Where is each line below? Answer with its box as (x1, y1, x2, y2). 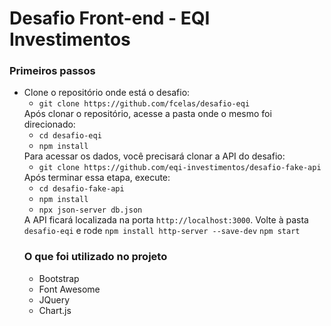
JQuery (38, 293, 71, 306)
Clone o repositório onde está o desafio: (23, 87, 191, 99)
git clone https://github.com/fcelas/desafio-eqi (38, 99, 251, 109)
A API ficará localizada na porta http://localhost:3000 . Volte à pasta (23, 214, 309, 226)
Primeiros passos (9, 64, 96, 78)
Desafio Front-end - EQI (9, 7, 211, 30)
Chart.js (38, 304, 72, 316)
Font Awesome (38, 283, 101, 295)
